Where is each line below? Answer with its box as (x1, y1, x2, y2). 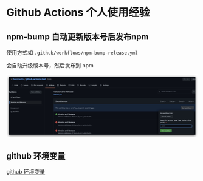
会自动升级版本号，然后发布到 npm (6, 62, 94, 69)
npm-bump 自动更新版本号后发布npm (6, 32, 149, 42)
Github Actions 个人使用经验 (6, 5, 150, 19)
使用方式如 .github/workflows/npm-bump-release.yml (6, 49, 138, 56)
